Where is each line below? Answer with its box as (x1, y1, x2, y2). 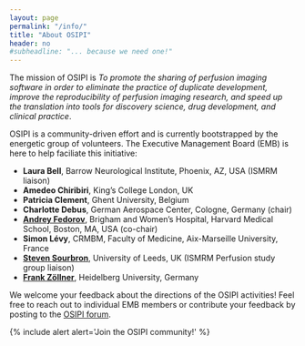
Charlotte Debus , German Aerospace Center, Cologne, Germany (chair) (22, 204, 293, 215)
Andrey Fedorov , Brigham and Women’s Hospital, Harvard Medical (22, 214, 274, 225)
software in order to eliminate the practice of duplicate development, (9, 82, 269, 93)
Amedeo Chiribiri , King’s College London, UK (22, 185, 194, 196)
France (22, 243, 50, 254)
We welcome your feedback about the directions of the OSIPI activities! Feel (9, 290, 295, 300)
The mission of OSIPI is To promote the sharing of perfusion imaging (9, 72, 268, 83)
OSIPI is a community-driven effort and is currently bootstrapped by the (9, 128, 279, 139)
